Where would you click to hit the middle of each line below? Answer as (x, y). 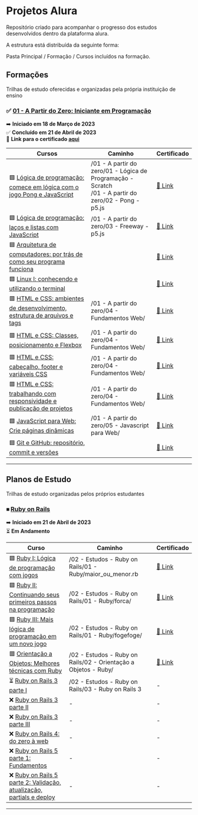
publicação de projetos (41, 408)
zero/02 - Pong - (115, 201)
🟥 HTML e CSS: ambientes (47, 299)
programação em (33, 637)
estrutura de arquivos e (41, 316)
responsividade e (33, 401)
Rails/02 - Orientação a (101, 662)
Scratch (102, 186)
